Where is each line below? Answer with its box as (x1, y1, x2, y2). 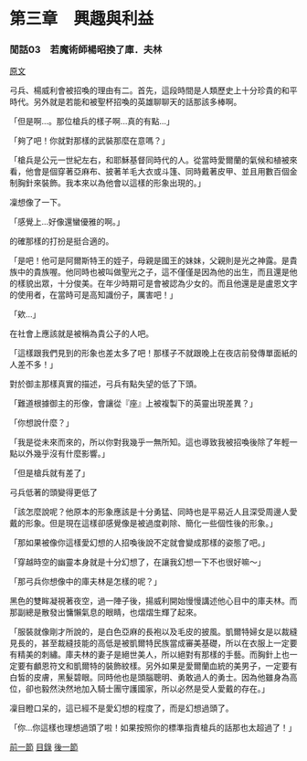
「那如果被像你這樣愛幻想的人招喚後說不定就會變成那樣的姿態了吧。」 (9, 537, 270, 548)
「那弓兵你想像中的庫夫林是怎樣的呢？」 (9, 576, 162, 587)
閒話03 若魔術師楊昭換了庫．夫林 (9, 43, 163, 56)
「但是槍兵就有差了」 (9, 468, 90, 479)
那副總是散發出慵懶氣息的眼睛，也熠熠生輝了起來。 (9, 607, 202, 618)
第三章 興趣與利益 (9, 8, 154, 29)
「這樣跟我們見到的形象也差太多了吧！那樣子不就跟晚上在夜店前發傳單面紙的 (9, 348, 298, 359)
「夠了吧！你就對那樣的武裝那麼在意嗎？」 (9, 135, 170, 146)
